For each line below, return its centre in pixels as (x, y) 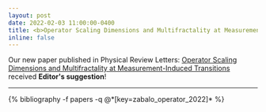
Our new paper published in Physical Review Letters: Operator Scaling (123, 60)
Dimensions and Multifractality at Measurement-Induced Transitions (119, 69)
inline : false (32, 37)
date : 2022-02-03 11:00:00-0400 (61, 23)
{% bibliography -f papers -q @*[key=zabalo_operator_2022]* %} (116, 99)
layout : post (30, 15)
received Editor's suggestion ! (57, 77)
